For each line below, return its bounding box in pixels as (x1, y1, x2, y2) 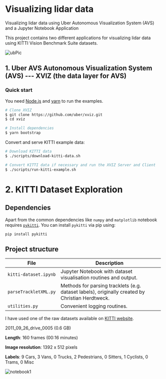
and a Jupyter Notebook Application (5, 25, 79, 31)
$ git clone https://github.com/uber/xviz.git (5, 112, 103, 117)
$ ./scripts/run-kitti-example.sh (5, 167, 77, 172)
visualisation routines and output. (60, 274, 137, 281)
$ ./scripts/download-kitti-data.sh (5, 153, 81, 158)
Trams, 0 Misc (5, 359, 35, 365)
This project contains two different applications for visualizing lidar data (5, 35, 151, 41)
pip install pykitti (5, 232, 48, 237)
